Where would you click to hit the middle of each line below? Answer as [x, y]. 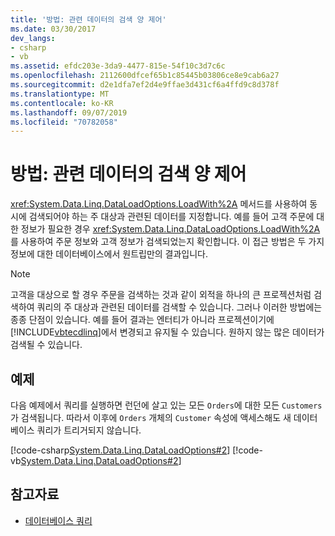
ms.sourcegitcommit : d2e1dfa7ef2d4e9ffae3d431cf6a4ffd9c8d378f [145, 85]
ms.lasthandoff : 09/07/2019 [69, 112]
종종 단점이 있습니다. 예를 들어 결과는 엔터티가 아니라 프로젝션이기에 [142, 320]
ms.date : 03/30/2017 [53, 29]
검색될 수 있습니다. [46, 345]
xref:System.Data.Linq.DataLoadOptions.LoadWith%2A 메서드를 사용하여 [159, 204]
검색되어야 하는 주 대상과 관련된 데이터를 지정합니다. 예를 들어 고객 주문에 [171, 217]
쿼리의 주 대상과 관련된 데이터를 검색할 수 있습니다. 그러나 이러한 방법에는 [179, 307]
